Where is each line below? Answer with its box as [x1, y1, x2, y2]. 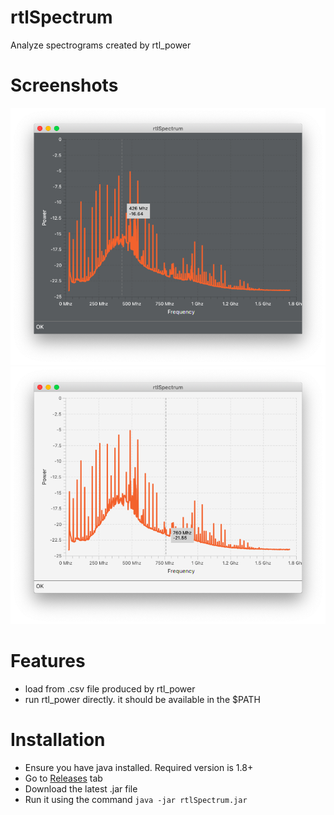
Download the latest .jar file [24, 782, 138, 795]
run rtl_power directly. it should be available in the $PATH [24, 693, 261, 705]
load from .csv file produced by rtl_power [24, 682, 196, 695]
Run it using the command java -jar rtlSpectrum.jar [24, 793, 248, 805]
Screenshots [10, 74, 119, 97]
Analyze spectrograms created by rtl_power [10, 39, 192, 51]
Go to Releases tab [24, 772, 103, 784]
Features [10, 650, 86, 673]
